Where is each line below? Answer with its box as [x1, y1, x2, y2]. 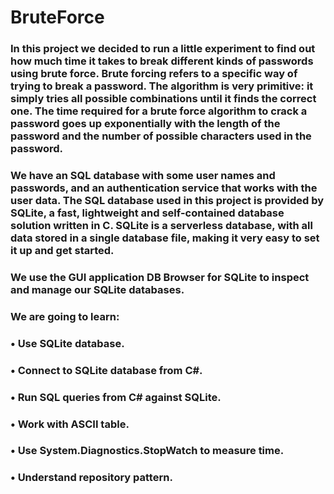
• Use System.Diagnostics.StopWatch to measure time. [10, 444, 285, 458]
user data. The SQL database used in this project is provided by [10, 194, 325, 208]
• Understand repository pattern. [10, 471, 173, 485]
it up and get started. [10, 244, 115, 258]
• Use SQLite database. [10, 336, 125, 350]
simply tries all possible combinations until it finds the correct [10, 92, 317, 106]
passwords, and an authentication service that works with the [10, 181, 318, 195]
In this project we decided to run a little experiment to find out [10, 42, 316, 56]
